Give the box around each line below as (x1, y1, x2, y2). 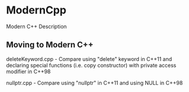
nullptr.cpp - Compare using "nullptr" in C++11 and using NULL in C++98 (6, 79, 183, 86)
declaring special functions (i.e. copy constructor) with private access (6, 62, 177, 69)
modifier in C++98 (6, 68, 51, 75)
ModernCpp (6, 4, 67, 17)
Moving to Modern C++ (6, 40, 93, 50)
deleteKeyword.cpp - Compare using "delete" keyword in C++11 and (6, 55, 172, 62)
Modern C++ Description (6, 23, 67, 30)
